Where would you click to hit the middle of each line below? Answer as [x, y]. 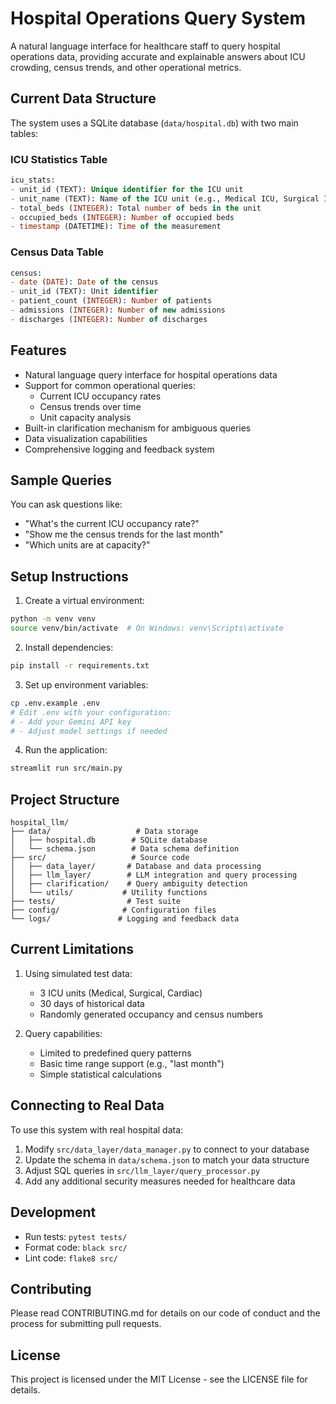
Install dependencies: [69, 648]
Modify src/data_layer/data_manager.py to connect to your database [167, 1149]
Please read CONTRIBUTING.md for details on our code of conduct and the [165, 1313]
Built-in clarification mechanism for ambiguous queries [138, 428]
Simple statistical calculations [100, 1074]
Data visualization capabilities [86, 438]
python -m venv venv [53, 619]
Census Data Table [57, 252]
